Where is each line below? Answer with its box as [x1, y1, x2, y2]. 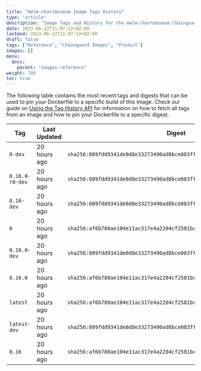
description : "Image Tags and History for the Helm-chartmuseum [6, 20, 170, 26]
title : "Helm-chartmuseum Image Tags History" [6, 8, 124, 15]
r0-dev [9, 179, 28, 185]
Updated [36, 133, 62, 141]
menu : [6, 53, 20, 59]
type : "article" [6, 14, 47, 20]
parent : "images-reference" [17, 64, 87, 71]
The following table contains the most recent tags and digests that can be [6, 92, 188, 99]
